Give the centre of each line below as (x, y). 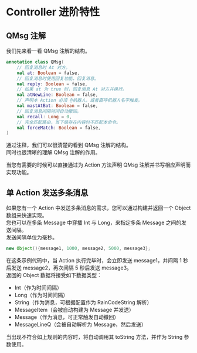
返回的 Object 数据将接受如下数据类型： (54, 275)
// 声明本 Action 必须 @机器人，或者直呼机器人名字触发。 (79, 101)
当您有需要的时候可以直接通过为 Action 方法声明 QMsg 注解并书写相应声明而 (98, 165)
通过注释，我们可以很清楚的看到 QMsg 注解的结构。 (69, 145)
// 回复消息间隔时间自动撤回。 (49, 111)
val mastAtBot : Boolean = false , (57, 106)
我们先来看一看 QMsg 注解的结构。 (48, 51)
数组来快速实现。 (27, 215)
